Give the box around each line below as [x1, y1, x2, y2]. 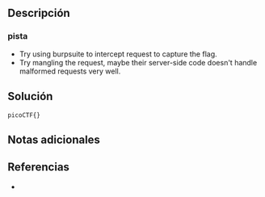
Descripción [7, 6, 70, 20]
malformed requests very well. [19, 66, 121, 76]
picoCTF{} [7, 111, 41, 119]
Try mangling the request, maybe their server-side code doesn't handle [19, 57, 258, 67]
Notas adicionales [7, 132, 100, 146]
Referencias [7, 161, 70, 174]
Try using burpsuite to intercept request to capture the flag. [19, 48, 217, 59]
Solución [7, 90, 53, 103]
